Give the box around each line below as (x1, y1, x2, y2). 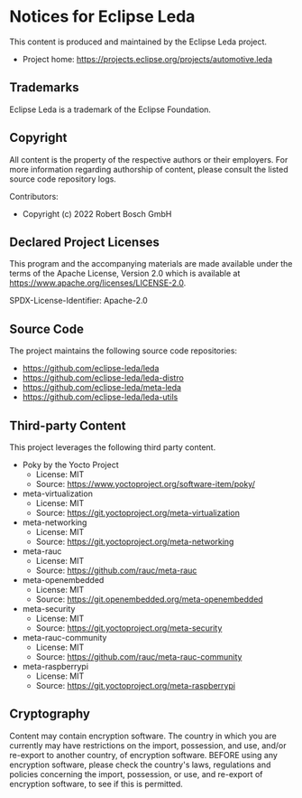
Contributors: (9, 191, 59, 202)
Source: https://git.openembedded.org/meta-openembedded (35, 594, 263, 605)
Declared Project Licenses (9, 234, 160, 249)
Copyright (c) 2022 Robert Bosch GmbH (22, 208, 172, 219)
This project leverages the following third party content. (9, 442, 216, 453)
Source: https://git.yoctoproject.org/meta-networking (35, 536, 234, 547)
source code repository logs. (9, 174, 117, 184)
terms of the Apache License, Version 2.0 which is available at (9, 268, 241, 279)
